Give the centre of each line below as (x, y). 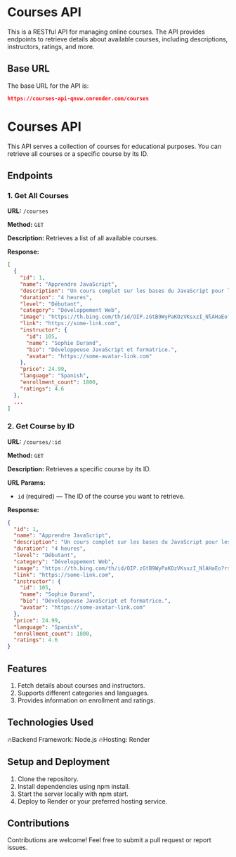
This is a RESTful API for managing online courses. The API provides (106, 32)
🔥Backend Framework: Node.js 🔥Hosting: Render (79, 739)
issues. (18, 848)
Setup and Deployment (59, 762)
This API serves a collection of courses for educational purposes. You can (114, 146)
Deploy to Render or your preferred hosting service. (92, 801)
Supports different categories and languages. (83, 693)
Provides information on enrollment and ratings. (86, 700)
